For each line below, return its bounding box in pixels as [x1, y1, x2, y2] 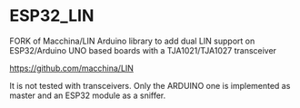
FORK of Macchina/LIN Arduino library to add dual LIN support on [9, 35, 255, 46]
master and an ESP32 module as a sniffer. [9, 90, 166, 101]
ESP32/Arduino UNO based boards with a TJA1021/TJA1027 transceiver [9, 44, 277, 55]
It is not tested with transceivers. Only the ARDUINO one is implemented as [9, 80, 291, 91]
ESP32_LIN [9, 5, 95, 26]
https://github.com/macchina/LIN [9, 63, 135, 74]
